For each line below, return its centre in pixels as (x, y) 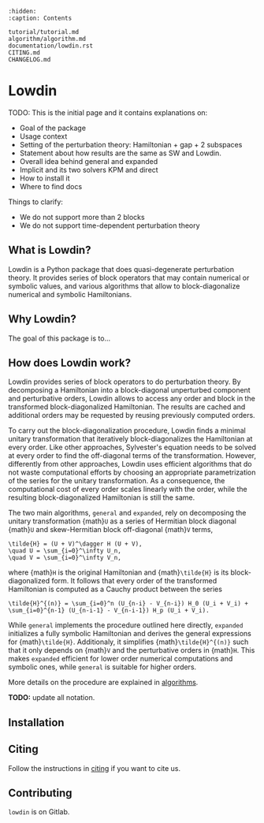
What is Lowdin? (50, 250)
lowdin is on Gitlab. (39, 812)
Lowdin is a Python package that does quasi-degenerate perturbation (121, 269)
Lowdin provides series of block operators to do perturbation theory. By (125, 382)
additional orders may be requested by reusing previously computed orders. (132, 415)
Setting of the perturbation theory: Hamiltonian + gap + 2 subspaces (131, 144)
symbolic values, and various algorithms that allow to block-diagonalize (124, 286)
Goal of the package (53, 128)
